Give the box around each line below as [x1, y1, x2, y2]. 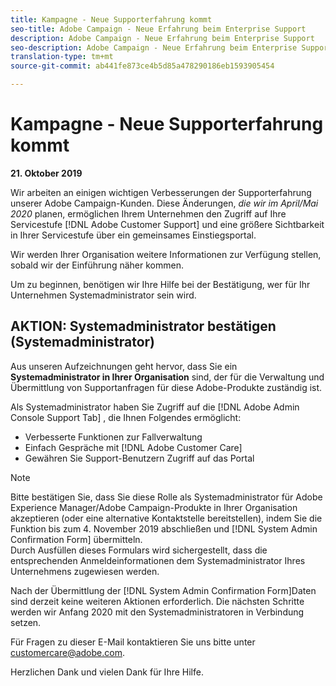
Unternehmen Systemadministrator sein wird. [10, 289, 197, 301]
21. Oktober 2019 [10, 167, 83, 179]
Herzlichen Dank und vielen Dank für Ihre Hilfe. [10, 666, 204, 678]
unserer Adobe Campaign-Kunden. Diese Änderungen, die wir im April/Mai [10, 197, 319, 209]
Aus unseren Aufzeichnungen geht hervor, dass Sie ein [10, 360, 238, 372]
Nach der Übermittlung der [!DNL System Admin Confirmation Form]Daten [10, 584, 317, 596]
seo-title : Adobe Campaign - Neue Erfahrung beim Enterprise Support [10, 24, 307, 34]
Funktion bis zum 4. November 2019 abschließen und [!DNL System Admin [10, 522, 318, 535]
